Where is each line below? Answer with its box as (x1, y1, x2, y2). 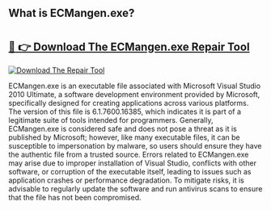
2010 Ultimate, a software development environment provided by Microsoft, (8, 90, 260, 99)
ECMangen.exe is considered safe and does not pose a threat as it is (8, 124, 237, 133)
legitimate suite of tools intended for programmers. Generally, (8, 115, 214, 124)
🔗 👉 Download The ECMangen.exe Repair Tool (8, 40, 250, 53)
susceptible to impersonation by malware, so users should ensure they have (8, 141, 262, 150)
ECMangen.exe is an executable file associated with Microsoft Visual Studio (8, 81, 261, 90)
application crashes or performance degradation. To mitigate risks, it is (8, 175, 244, 185)
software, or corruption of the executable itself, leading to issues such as (8, 167, 252, 176)
